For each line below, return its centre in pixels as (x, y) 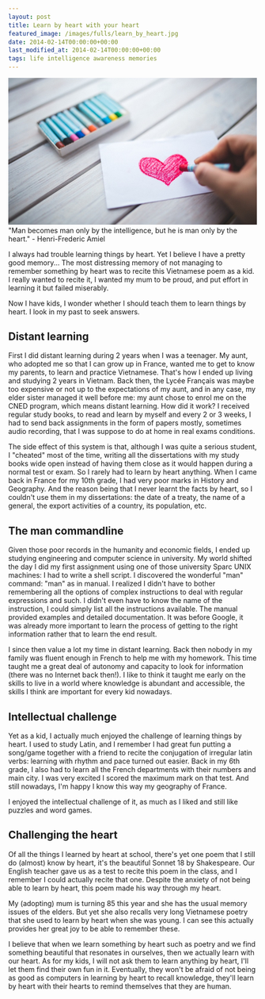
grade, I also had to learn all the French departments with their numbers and (132, 770)
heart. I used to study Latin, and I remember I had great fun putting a (120, 744)
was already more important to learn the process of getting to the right (123, 626)
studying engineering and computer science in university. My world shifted (130, 559)
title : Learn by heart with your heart (74, 25)
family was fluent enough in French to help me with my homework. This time (132, 658)
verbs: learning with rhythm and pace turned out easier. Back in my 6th (124, 761)
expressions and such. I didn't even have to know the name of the (115, 601)
